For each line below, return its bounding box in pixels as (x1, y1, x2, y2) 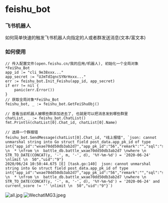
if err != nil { (5, 83, 39, 88)
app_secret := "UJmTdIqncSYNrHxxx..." (5, 74, 86, 79)
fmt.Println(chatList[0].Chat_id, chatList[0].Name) (5, 120, 117, 125)
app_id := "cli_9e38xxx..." (5, 70, 64, 75)
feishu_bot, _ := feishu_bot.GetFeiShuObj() (5, 101, 99, 106)
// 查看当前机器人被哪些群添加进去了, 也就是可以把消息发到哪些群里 (5, 111, 128, 116)
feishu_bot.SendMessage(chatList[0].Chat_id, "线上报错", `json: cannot (5, 135, 157, 140)
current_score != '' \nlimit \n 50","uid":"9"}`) (5, 183, 113, 188)
